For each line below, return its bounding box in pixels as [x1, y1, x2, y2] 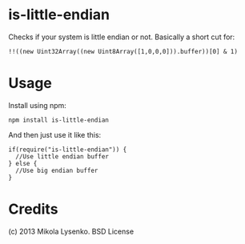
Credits [8, 200, 58, 218]
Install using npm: [8, 100, 66, 110]
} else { [8, 159, 38, 167]
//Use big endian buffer [15, 166, 98, 174]
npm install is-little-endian [8, 116, 110, 124]
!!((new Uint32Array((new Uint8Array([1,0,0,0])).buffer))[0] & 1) [8, 47, 239, 55]
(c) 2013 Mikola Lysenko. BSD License [8, 226, 135, 236]
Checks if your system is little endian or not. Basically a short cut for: [8, 32, 235, 42]
